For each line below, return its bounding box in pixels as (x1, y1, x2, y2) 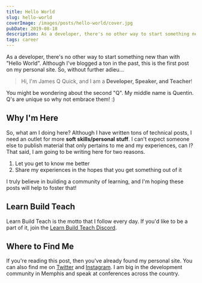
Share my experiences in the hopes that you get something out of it (14, 166, 182, 173)
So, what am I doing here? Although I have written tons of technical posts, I (6, 129, 192, 136)
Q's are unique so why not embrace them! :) (6, 96, 115, 103)
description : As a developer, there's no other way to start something (6, 31, 189, 37)
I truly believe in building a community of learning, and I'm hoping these (6, 178, 184, 185)
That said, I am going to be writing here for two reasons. (6, 148, 145, 155)
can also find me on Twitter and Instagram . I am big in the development (6, 264, 183, 271)
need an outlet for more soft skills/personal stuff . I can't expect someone (6, 135, 190, 142)
